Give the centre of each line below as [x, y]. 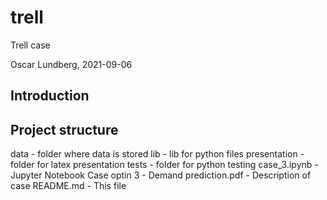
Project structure [64, 129]
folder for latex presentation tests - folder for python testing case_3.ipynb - [164, 165]
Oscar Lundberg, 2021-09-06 [71, 64]
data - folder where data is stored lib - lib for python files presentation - [157, 154]
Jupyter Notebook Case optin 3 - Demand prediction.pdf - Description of [161, 175]
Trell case [30, 45]
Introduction [50, 96]
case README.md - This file [68, 186]
